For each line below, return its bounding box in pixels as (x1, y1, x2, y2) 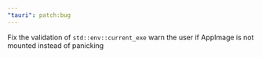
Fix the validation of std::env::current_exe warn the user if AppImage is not (7, 32, 254, 42)
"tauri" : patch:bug (7, 11, 71, 19)
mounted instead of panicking (7, 40, 104, 50)
